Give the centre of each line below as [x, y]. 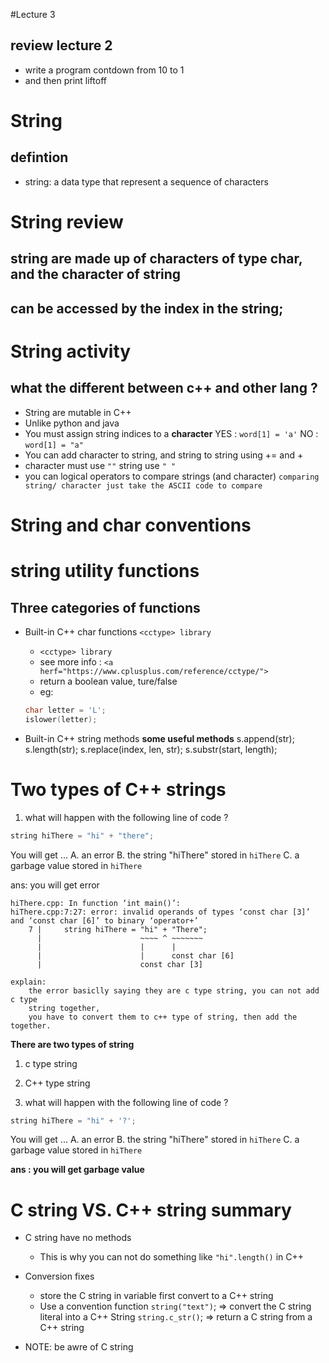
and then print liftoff [65, 80]
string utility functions [105, 571]
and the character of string [96, 274]
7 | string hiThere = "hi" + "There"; [118, 929]
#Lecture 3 [33, 14]
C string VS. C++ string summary [151, 1210]
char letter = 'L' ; [65, 710]
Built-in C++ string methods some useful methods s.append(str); [159, 738]
